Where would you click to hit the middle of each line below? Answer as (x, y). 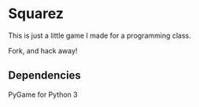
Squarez (36, 14)
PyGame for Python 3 (43, 94)
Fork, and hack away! (43, 50)
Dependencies (44, 76)
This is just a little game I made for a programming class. (99, 35)
